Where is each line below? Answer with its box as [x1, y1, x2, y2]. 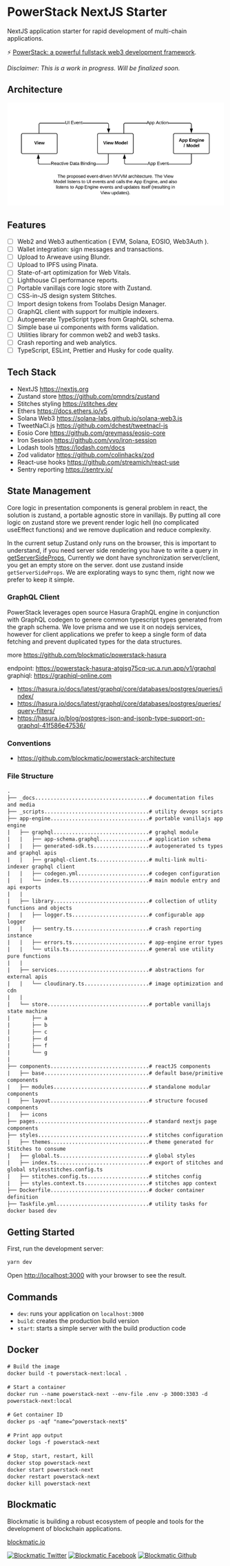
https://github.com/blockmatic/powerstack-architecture [17, 754, 176, 763]
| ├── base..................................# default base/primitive [7, 1070, 224, 1077]
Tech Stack [7, 366, 56, 379]
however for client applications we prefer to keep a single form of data [7, 630, 207, 638]
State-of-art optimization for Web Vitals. [17, 268, 132, 277]
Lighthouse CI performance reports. [17, 276, 119, 284]
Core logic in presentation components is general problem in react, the [7, 503, 208, 511]
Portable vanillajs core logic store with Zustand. [17, 284, 152, 293]
